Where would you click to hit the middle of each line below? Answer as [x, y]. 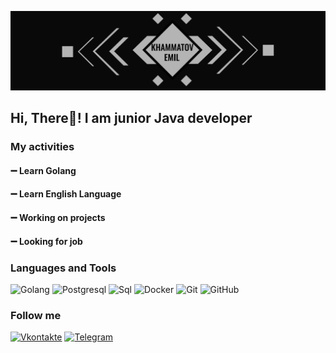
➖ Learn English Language [66, 194]
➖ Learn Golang [43, 170]
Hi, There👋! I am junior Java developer [131, 118]
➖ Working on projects [58, 218]
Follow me [36, 315]
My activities [42, 147]
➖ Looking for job [46, 241]
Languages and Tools [63, 268]
